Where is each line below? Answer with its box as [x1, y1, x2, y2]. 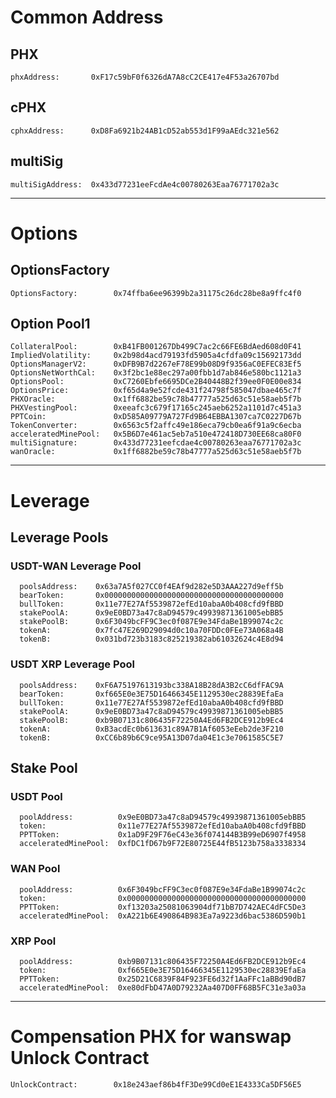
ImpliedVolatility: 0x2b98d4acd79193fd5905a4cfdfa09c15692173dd [10, 351, 302, 361]
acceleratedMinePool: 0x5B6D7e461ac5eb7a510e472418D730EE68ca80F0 [10, 429, 302, 440]
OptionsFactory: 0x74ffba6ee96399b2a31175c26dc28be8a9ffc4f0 [10, 288, 302, 298]
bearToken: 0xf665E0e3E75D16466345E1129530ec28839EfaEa [19, 689, 284, 699]
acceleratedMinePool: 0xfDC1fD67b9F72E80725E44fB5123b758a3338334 [19, 839, 307, 849]
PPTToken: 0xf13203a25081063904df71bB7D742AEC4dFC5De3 [19, 902, 307, 912]
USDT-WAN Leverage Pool [10, 559, 142, 573]
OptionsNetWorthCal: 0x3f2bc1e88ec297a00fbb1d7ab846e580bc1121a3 [10, 368, 302, 378]
